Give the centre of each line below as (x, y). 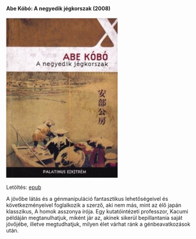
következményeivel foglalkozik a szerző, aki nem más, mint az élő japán (94, 205)
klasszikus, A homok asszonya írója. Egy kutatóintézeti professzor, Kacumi (97, 211)
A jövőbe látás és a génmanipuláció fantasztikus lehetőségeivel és (87, 198)
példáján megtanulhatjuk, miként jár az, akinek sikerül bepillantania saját (94, 218)
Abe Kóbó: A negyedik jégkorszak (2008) (59, 8)
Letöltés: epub (24, 187)
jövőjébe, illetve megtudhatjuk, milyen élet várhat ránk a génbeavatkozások (98, 224)
